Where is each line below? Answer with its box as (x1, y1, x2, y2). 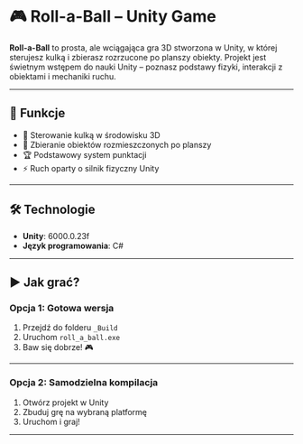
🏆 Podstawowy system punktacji (22, 149, 147, 160)
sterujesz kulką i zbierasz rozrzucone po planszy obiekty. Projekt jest (9, 51, 267, 62)
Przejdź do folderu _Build (22, 322, 118, 333)
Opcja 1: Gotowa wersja (9, 301, 115, 314)
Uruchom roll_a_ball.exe (22, 332, 121, 343)
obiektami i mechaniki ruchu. (9, 70, 117, 81)
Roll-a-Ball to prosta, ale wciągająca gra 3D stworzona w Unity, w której (9, 42, 278, 53)
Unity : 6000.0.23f (22, 230, 90, 241)
